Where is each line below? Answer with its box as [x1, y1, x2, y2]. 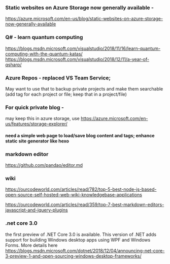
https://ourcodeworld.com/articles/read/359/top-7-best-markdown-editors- [5, 201, 164, 208]
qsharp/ [5, 62, 22, 68]
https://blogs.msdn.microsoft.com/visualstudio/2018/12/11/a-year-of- [5, 56, 150, 62]
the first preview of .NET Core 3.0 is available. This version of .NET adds [5, 231, 156, 238]
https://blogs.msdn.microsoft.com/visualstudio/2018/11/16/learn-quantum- [5, 45, 161, 51]
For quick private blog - [5, 104, 64, 111]
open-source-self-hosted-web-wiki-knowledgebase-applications [5, 192, 142, 198]
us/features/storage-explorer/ [5, 121, 67, 127]
